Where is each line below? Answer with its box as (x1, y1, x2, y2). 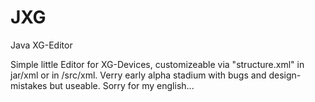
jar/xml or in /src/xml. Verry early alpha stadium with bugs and (10, 69, 267, 81)
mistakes (10, 79, 48, 91)
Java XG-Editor (10, 39, 73, 51)
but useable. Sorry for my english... (49, 79, 195, 91)
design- (268, 69, 302, 81)
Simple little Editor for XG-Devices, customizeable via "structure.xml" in (10, 58, 305, 70)
